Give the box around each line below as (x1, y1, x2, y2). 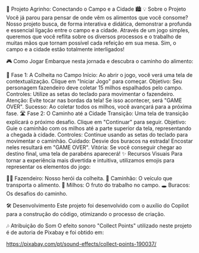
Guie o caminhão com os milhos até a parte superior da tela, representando (6, 125, 192, 132)
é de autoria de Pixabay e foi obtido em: (6, 229, 104, 236)
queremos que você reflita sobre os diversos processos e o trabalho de (6, 33, 182, 40)
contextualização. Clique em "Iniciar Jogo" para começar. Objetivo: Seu (6, 78, 182, 85)
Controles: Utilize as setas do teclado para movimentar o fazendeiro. (6, 91, 175, 97)
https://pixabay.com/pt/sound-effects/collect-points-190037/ (6, 240, 157, 247)
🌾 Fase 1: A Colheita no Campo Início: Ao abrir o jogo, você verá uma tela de (6, 72, 193, 78)
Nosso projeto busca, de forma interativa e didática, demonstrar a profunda (6, 20, 192, 27)
